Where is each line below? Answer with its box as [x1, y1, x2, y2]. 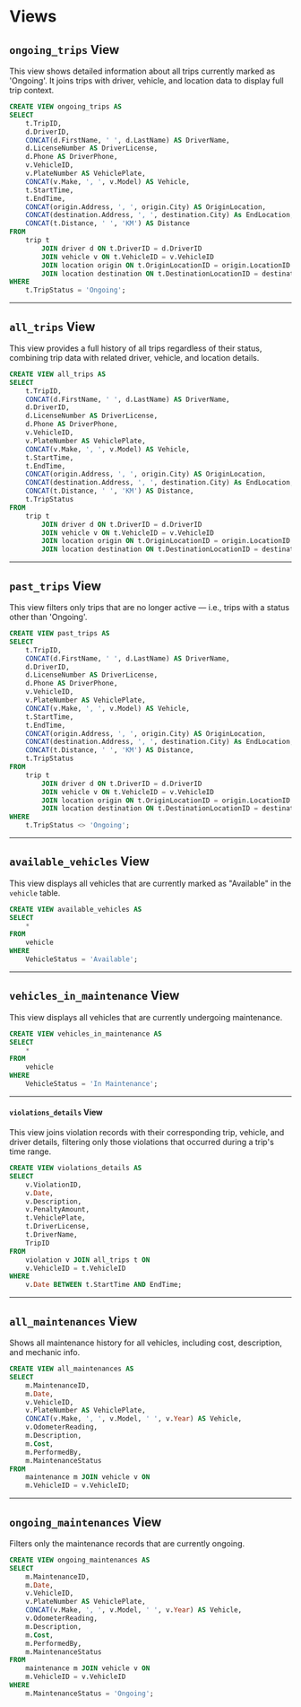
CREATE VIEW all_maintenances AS [9, 1364, 134, 1374]
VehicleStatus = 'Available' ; [25, 955, 139, 964]
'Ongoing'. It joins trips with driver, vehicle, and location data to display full [9, 75, 284, 86]
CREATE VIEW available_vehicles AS [9, 905, 142, 914]
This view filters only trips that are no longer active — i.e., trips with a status [9, 602, 289, 612]
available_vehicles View [9, 854, 150, 870]
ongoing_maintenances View [9, 1514, 162, 1529]
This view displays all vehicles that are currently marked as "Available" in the [9, 878, 292, 889]
